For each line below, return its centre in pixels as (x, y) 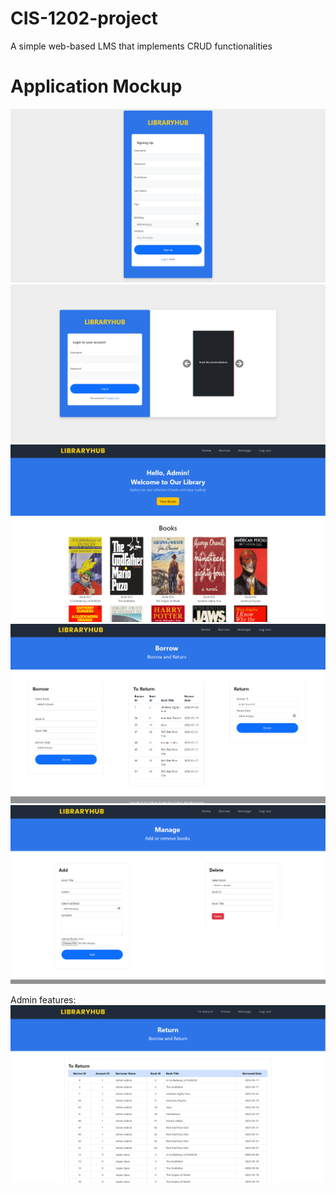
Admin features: (43, 999)
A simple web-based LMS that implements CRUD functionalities (141, 46)
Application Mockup (96, 86)
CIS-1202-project (84, 18)
